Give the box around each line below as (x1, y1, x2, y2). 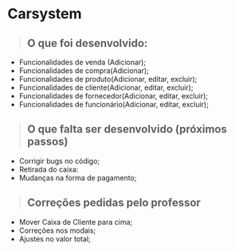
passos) (26, 135, 69, 149)
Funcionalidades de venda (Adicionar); (18, 57, 147, 67)
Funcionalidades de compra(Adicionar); (18, 66, 149, 75)
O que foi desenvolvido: (26, 37, 148, 50)
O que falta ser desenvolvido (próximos (26, 122, 228, 136)
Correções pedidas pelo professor (26, 196, 201, 210)
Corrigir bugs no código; (18, 156, 100, 165)
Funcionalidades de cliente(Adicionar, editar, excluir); (18, 83, 194, 92)
